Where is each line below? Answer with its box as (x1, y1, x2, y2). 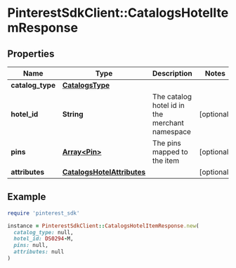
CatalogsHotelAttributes (62, 167, 146, 177)
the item (152, 156, 180, 166)
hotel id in (152, 100, 185, 110)
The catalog (152, 92, 192, 101)
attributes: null (13, 248, 65, 255)
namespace (152, 127, 192, 136)
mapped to (152, 147, 188, 156)
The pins (152, 138, 181, 148)
